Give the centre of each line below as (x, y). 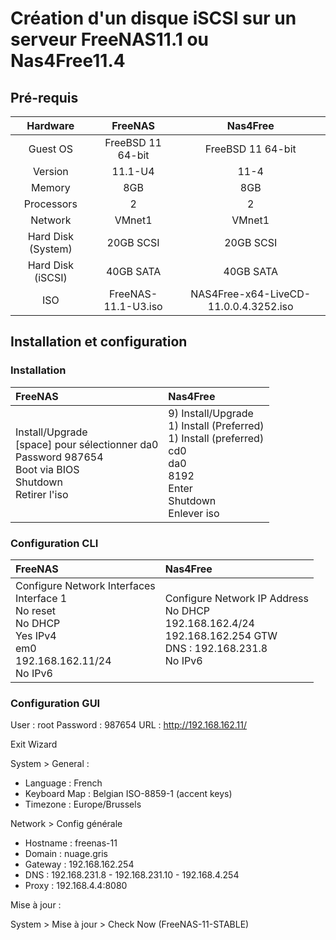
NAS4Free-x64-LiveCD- (251, 294)
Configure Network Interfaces (85, 585)
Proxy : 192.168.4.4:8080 (76, 886)
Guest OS (50, 149)
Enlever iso (194, 513)
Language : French (63, 783)
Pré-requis (44, 97)
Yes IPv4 (36, 635)
